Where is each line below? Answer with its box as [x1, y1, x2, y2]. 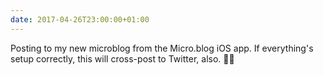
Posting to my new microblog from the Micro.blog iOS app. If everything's [10, 42, 314, 54]
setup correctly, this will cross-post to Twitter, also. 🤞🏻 [10, 52, 235, 65]
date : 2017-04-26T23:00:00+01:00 [10, 14, 150, 25]
